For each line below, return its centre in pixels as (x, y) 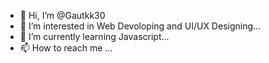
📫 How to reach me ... (66, 48)
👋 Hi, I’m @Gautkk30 (62, 15)
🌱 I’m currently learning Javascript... (94, 36)
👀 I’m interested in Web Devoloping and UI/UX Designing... (140, 26)
